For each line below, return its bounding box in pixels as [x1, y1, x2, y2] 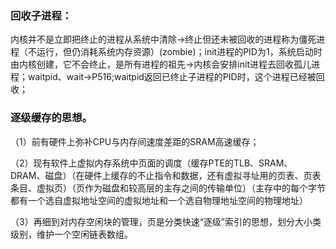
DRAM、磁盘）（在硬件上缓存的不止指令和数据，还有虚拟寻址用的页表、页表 [10, 169, 322, 181]
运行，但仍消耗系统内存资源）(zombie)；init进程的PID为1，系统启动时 [36, 46, 323, 58]
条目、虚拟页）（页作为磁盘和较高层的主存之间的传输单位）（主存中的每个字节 [10, 182, 326, 194]
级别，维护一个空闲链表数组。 [10, 228, 133, 240]
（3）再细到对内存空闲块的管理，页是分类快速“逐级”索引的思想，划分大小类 [10, 215, 322, 227]
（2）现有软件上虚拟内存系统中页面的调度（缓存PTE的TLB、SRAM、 [10, 157, 293, 169]
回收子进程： [10, 8, 73, 22]
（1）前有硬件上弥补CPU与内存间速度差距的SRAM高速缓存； [10, 135, 260, 147]
